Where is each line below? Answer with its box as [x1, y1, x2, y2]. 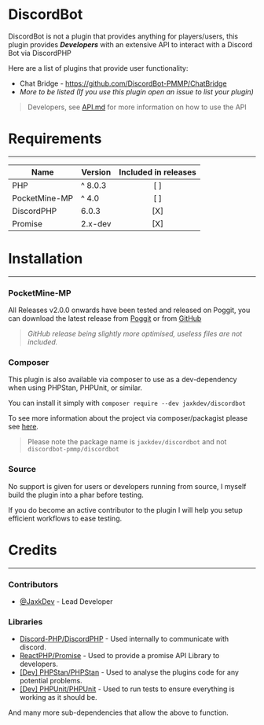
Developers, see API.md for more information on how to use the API [27, 102, 247, 112]
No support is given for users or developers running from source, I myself [8, 481, 247, 491]
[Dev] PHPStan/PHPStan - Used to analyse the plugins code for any [19, 668, 240, 677]
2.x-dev [81, 218, 112, 229]
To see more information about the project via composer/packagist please [8, 414, 248, 423]
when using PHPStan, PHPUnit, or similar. [8, 383, 143, 392]
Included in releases [119, 167, 196, 178]
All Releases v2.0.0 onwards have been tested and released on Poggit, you [8, 305, 251, 315]
